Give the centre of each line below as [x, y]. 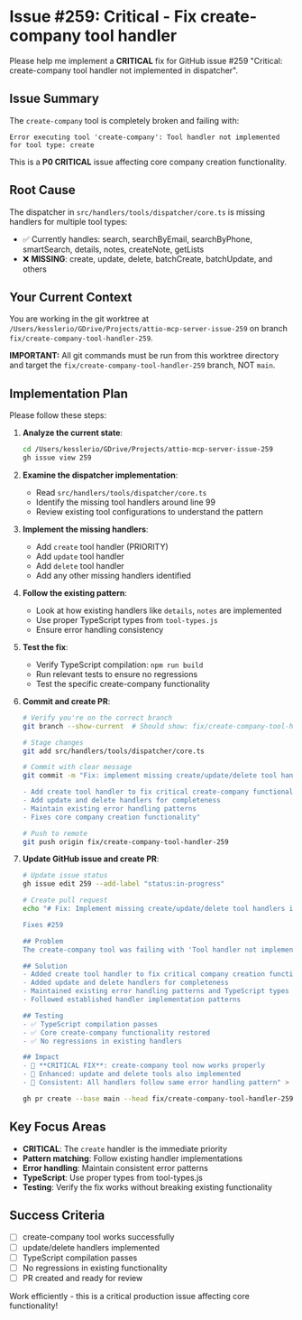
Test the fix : [45, 646]
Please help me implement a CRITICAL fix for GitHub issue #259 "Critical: [146, 60]
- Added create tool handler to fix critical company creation [144, 974]
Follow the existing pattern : [75, 592]
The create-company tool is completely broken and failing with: [124, 120]
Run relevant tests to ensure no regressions [117, 674]
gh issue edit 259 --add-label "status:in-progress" [124, 884]
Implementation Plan [69, 393]
